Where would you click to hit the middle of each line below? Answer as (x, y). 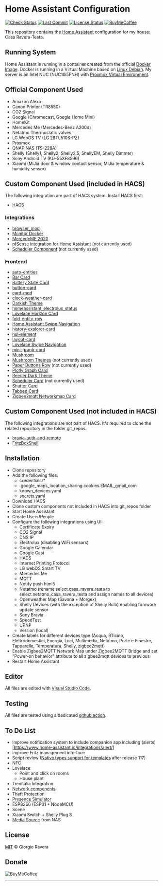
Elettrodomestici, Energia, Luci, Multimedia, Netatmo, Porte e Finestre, (82, 640)
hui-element (24, 334)
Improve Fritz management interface (49, 753)
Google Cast (32, 553)
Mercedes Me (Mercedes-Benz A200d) (51, 127)
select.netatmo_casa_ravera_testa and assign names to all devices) (86, 594)
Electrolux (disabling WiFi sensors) (54, 542)
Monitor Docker (28, 233)
